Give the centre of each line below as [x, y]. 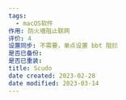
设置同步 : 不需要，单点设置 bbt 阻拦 [63, 46]
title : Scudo [30, 69]
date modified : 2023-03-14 [54, 83]
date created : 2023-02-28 [52, 76]
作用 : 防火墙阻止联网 [39, 31]
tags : [17, 16]
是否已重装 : [25, 61]
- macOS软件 [35, 23]
